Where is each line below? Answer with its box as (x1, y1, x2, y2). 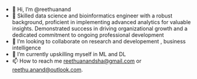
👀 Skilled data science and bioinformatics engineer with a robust (11, 12, 173, 19)
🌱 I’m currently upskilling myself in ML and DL (11, 51, 126, 57)
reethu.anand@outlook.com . (11, 66, 83, 73)
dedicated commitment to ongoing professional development (11, 31, 164, 39)
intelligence (11, 44, 41, 51)
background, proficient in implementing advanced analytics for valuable (11, 19, 192, 25)
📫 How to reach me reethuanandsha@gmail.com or (11, 57, 142, 65)
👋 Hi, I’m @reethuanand (11, 6, 71, 13)
